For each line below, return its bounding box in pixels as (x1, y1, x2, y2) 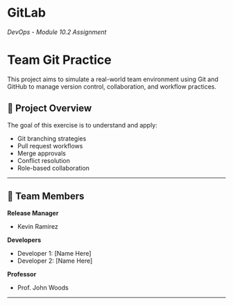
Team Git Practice (7, 52, 112, 68)
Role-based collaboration (17, 164, 90, 172)
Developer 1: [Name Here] (17, 249, 92, 257)
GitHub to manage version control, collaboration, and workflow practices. (7, 82, 217, 91)
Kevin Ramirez (17, 222, 59, 230)
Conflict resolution (17, 156, 71, 164)
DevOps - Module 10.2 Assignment (7, 28, 107, 36)
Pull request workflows (17, 141, 83, 150)
